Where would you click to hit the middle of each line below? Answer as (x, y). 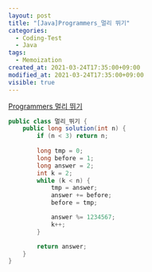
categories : (28, 30)
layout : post (30, 16)
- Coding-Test (39, 38)
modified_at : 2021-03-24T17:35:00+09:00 (76, 75)
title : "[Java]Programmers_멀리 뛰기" (69, 23)
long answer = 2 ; (65, 166)
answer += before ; (81, 195)
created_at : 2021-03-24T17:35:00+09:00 (74, 68)
